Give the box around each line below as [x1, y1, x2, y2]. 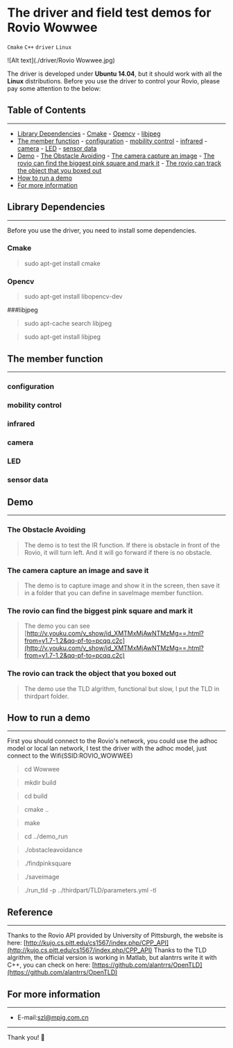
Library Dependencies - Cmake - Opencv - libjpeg [17, 129, 161, 138]
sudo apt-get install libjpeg [24, 333, 101, 341]
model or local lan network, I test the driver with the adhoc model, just [7, 745, 207, 753]
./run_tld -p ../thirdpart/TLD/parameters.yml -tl [24, 886, 157, 895]
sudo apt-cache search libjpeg [24, 319, 112, 328]
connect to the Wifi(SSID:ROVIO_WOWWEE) [7, 751, 133, 760]
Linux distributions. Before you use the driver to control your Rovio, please [7, 76, 221, 85]
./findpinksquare [24, 859, 71, 867]
